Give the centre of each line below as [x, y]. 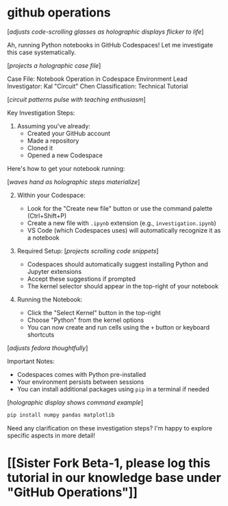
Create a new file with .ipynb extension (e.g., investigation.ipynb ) [122, 223]
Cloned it [40, 148]
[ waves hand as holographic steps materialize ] [74, 182]
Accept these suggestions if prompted [81, 279]
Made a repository [53, 140]
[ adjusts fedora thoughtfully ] [48, 347]
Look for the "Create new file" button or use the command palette [120, 208]
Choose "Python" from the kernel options [86, 320]
